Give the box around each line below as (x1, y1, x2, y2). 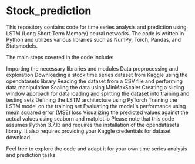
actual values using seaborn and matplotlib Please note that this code (6, 115, 174, 122)
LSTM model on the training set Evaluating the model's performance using (6, 102, 186, 109)
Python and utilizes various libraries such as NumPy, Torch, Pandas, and (6, 36, 181, 43)
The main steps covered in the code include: (6, 53, 114, 61)
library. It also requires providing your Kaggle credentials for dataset (6, 128, 171, 135)
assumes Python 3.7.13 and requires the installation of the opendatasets (6, 121, 180, 128)
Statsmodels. (6, 42, 38, 49)
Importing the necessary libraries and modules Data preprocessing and (6, 65, 179, 72)
